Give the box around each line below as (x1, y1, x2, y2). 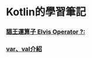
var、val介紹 (6, 45, 43, 53)
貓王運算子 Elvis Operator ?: (6, 28, 86, 36)
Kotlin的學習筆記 (6, 5, 86, 19)
